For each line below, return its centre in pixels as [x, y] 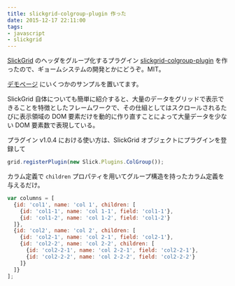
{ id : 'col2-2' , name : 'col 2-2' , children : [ [87, 244]
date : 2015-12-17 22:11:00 [47, 20]
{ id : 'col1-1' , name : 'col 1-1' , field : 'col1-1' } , [97, 211]
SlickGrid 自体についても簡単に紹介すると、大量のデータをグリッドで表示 [113, 99]
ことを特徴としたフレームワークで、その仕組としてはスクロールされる [120, 108]
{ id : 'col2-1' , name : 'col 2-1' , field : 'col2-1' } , [97, 237]
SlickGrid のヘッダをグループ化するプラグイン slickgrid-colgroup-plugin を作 [117, 61]
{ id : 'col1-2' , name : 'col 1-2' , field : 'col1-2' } [95, 217]
